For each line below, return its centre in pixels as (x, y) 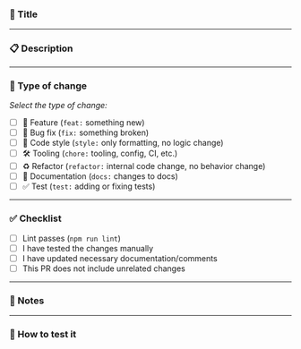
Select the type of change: (58, 105)
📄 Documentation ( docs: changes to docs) (100, 176)
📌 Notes (27, 301)
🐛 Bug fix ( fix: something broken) (86, 132)
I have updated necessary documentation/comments (120, 258)
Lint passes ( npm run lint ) (71, 238)
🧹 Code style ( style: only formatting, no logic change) (123, 143)
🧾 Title (24, 14)
